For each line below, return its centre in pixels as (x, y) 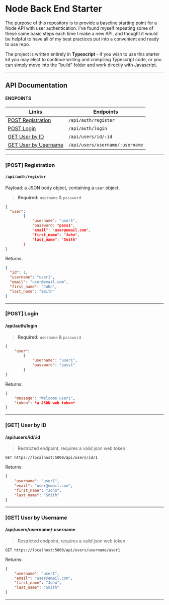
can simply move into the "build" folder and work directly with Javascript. (81, 65)
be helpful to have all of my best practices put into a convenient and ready (82, 39)
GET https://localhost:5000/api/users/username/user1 (63, 550)
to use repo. (18, 44)
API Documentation (36, 86)
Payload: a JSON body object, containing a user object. (62, 188)
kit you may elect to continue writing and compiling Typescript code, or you (83, 59)
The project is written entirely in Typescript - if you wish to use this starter (82, 54)
